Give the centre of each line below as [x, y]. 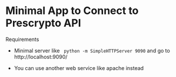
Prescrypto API [43, 23]
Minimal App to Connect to [72, 11]
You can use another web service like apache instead [79, 68]
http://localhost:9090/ [41, 57]
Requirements [22, 39]
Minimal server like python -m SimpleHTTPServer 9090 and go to [92, 50]
